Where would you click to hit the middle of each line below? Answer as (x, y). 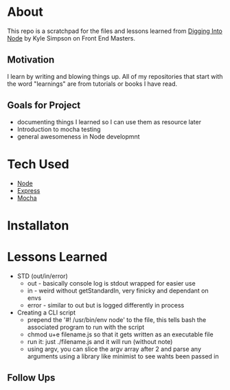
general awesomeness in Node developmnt (78, 136)
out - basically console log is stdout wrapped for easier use (111, 283)
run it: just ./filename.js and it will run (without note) (100, 341)
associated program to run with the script (86, 327)
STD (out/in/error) (43, 276)
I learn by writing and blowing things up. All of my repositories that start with (115, 76)
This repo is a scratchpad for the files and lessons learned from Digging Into (115, 31)
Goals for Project (44, 105)
